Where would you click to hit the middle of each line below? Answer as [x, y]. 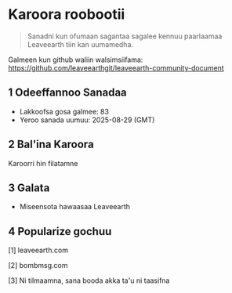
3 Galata [29, 188]
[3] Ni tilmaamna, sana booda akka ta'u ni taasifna [89, 280]
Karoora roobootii [67, 14]
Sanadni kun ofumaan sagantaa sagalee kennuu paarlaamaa [125, 36]
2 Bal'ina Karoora [51, 145]
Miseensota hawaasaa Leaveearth [75, 207]
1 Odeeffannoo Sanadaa [67, 93]
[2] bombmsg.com [38, 266]
